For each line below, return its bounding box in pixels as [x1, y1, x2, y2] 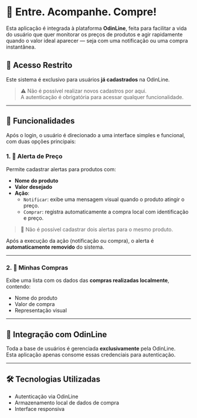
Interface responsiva [14, 405, 65, 412]
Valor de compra [14, 301, 55, 308]
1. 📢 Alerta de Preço [6, 152, 63, 161]
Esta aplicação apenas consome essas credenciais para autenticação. [6, 351, 176, 358]
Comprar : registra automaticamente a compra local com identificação [23, 208, 189, 215]
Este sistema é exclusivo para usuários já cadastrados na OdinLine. [6, 76, 170, 83]
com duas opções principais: [6, 138, 76, 145]
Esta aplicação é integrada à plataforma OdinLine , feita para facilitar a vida [6, 25, 187, 32]
